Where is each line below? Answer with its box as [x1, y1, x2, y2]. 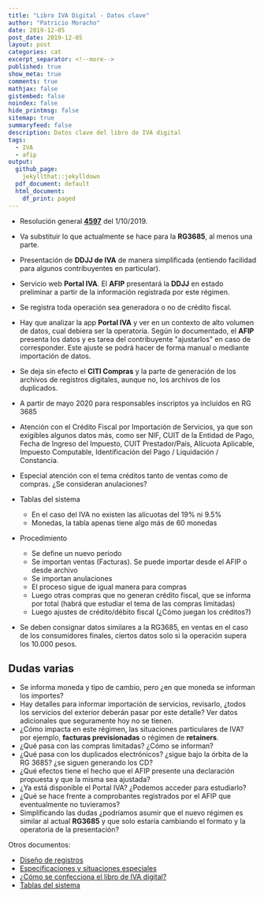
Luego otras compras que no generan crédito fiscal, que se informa [31, 590, 251, 599]
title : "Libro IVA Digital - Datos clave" [8, 11, 150, 20]
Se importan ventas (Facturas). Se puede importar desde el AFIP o [31, 557, 247, 566]
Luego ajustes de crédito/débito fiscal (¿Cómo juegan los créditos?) [31, 607, 251, 617]
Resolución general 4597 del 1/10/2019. [19, 216, 148, 225]
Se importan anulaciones [31, 573, 113, 583]
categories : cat [8, 48, 61, 56]
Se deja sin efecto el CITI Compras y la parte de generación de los [19, 366, 236, 376]
